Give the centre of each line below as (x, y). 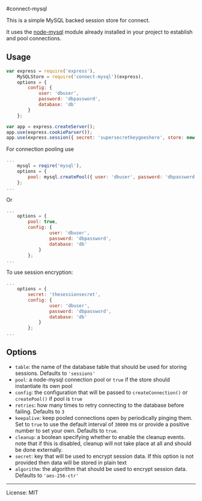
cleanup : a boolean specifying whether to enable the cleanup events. (100, 437)
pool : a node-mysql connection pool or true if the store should (92, 379)
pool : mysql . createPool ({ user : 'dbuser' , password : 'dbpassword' (113, 177)
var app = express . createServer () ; (51, 126)
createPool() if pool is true (49, 398)
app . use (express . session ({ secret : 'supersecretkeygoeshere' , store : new (101, 138)
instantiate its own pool (44, 386)
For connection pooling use (40, 149)
